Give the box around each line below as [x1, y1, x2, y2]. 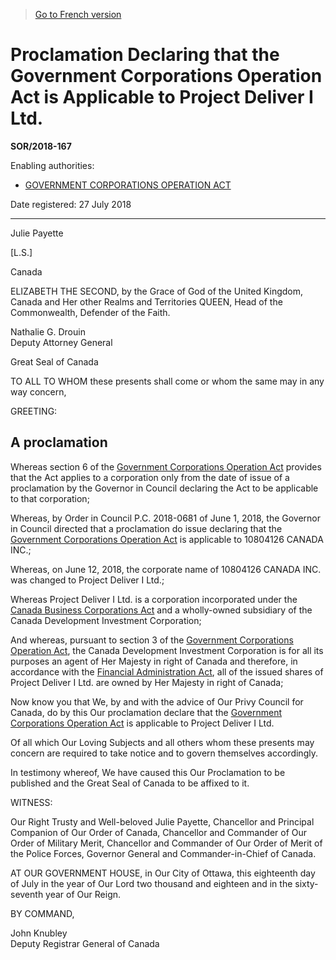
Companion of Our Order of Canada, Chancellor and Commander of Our [10, 826, 308, 838]
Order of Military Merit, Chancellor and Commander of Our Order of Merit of [10, 837, 323, 849]
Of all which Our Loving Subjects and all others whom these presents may [10, 736, 315, 748]
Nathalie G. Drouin [10, 325, 86, 338]
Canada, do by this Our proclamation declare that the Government [10, 706, 283, 718]
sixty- [294, 877, 319, 889]
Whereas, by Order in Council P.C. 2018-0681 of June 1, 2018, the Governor [10, 512, 322, 524]
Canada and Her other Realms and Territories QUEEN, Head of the [10, 295, 283, 308]
